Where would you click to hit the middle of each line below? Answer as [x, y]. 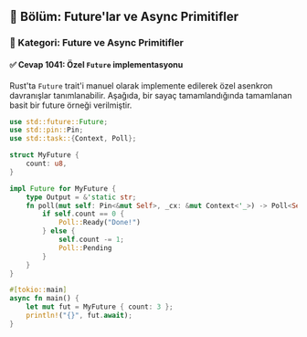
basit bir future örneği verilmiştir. [71, 105]
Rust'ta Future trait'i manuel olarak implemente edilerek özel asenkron [141, 85]
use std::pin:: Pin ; [47, 130]
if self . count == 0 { [84, 214]
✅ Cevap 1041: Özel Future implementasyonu [96, 64]
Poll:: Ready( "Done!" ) [100, 223]
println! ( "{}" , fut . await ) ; [79, 316]
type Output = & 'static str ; [81, 197]
